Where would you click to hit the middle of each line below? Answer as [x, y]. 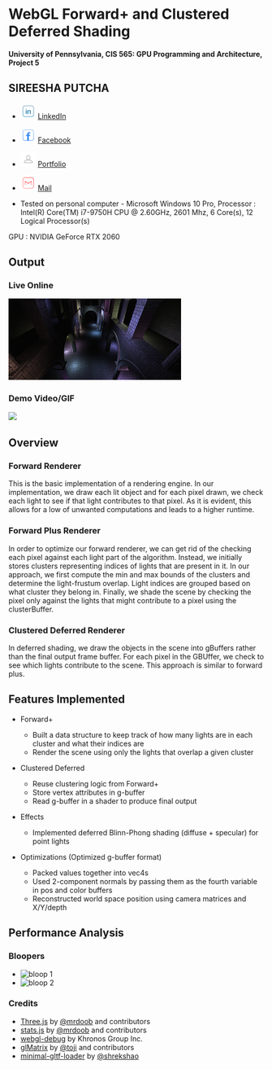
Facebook [54, 140]
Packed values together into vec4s [90, 873]
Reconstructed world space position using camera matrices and [139, 898]
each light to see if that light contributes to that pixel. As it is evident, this [130, 501]
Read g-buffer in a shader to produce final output [114, 801]
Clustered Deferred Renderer [67, 630]
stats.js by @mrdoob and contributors [84, 1030]
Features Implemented [67, 700]
